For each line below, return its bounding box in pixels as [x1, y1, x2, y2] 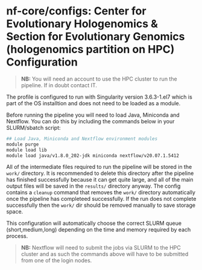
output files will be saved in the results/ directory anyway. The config [6, 182, 181, 190]
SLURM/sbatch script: [6, 124, 62, 131]
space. [6, 208, 24, 215]
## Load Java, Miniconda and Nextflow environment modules [6, 135, 158, 142]
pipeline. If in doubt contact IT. [21, 81, 98, 88]
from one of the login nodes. [21, 257, 92, 264]
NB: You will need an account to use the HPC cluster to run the [21, 75, 177, 82]
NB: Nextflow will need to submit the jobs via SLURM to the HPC [21, 244, 181, 251]
